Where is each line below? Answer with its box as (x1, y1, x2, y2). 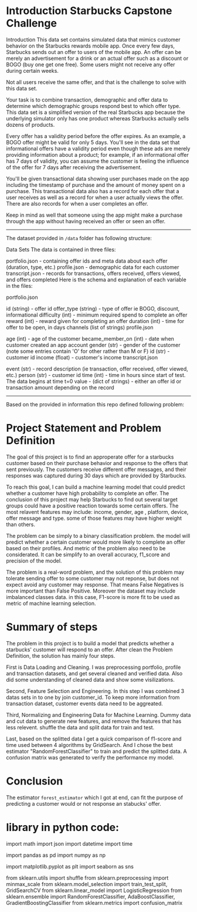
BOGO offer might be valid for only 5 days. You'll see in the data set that (6, 139, 180, 146)
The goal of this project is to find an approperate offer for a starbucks (6, 453, 174, 460)
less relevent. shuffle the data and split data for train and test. (6, 723, 155, 731)
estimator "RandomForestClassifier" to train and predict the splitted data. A (6, 748, 187, 755)
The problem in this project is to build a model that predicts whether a (6, 640, 174, 647)
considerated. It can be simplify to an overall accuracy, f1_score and (6, 551, 170, 558)
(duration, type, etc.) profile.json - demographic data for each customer (6, 263, 179, 271)
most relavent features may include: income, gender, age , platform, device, (6, 508, 189, 515)
